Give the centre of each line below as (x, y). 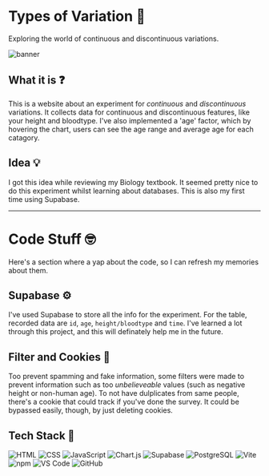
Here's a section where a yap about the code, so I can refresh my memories (133, 262)
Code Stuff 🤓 (52, 239)
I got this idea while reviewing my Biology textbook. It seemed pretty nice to (133, 182)
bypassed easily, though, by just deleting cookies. (91, 410)
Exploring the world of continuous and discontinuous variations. (114, 38)
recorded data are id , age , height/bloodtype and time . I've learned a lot (125, 323)
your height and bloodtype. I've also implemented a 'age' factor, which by (130, 120)
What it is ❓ (37, 81)
